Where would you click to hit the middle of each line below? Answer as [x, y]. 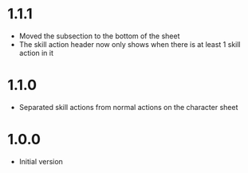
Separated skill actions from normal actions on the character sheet [128, 107]
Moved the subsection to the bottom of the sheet [99, 36]
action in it [36, 53]
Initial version [41, 161]
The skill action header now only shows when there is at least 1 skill [130, 44]
